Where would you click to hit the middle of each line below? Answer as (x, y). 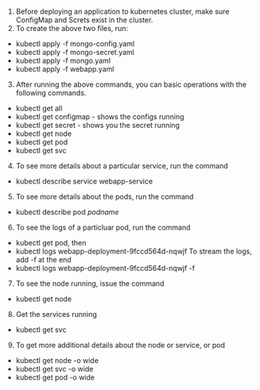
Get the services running (56, 314)
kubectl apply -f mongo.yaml (63, 60)
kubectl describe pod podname (67, 212)
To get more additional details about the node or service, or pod (120, 345)
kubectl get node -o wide (57, 360)
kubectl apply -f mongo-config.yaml (75, 44)
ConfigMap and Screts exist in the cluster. (84, 20)
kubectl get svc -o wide (54, 369)
